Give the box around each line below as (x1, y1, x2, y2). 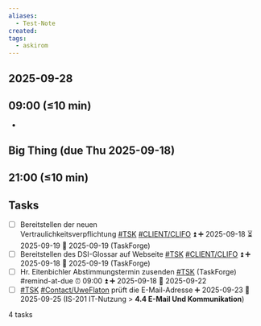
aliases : (8, 11, 38, 20)
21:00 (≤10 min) (8, 171, 89, 185)
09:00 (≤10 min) (8, 98, 92, 113)
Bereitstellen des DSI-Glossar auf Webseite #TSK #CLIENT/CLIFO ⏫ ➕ (19, 249, 251, 258)
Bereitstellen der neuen (19, 219, 98, 229)
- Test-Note (15, 19, 56, 27)
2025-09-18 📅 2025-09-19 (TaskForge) (19, 258, 151, 268)
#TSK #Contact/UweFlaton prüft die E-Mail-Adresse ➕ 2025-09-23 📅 (19, 285, 251, 295)
